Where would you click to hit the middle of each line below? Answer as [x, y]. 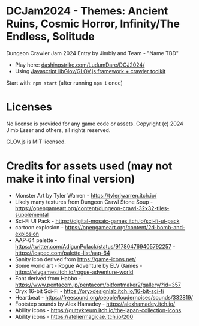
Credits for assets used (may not [89, 166]
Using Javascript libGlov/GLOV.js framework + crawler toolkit [90, 71]
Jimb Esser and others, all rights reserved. [58, 130]
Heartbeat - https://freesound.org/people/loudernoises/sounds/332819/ [104, 297]
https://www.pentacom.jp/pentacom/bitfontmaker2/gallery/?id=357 [98, 285]
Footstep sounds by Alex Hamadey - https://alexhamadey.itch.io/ [95, 304]
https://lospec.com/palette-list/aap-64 [62, 253]
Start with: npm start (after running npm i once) [64, 83]
